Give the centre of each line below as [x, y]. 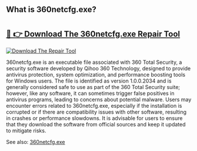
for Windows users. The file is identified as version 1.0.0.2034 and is [89, 81]
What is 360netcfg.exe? [51, 10]
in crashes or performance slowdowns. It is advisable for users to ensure [94, 118]
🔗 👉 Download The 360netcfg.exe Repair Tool [93, 34]
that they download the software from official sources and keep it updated [96, 124]
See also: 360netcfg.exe [36, 142]
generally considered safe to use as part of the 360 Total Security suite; [93, 87]
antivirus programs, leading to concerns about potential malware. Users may [99, 99]
